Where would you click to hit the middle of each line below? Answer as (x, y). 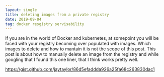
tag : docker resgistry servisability (45, 24)
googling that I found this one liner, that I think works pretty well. (72, 60)
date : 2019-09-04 (23, 19)
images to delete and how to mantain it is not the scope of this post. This (80, 49)
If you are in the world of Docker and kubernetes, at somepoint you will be (82, 38)
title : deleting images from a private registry (57, 15)
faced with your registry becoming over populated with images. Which (78, 44)
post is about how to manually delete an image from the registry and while (82, 54)
